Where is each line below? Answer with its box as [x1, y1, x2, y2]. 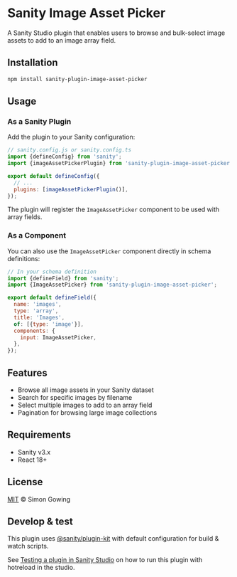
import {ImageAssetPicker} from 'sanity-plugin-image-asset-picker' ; [7, 281, 218, 289]
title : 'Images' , [13, 314, 65, 321]
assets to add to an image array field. [7, 36, 116, 44]
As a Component [7, 231, 66, 240]
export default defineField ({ [7, 294, 97, 302]
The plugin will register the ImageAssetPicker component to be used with [7, 205, 220, 214]
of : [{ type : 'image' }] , [13, 320, 84, 328]
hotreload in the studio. [7, 563, 75, 572]
